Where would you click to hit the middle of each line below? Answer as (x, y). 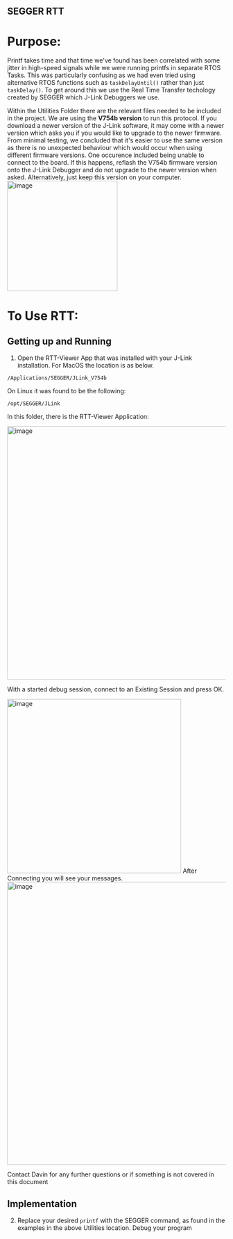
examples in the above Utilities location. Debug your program (104, 1228)
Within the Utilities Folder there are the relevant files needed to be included (114, 111)
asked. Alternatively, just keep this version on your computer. (94, 177)
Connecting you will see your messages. (65, 878)
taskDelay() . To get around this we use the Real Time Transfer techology (111, 90)
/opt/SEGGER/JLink (34, 404)
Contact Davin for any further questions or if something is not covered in (111, 1174)
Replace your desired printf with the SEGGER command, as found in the (121, 1221)
